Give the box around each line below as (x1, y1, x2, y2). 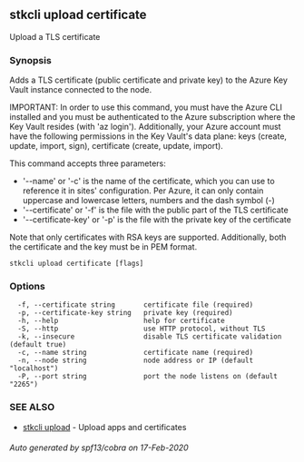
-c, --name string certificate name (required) (17, 349, 254, 358)
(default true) (9, 340, 67, 349)
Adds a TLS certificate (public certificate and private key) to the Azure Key (9, 74, 289, 85)
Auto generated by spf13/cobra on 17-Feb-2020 (9, 442, 189, 453)
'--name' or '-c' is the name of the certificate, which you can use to (22, 176, 275, 187)
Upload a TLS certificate (9, 31, 101, 42)
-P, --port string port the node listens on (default (17, 372, 279, 381)
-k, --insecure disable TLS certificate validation (17, 332, 282, 341)
